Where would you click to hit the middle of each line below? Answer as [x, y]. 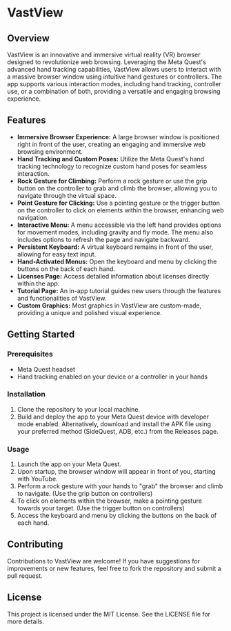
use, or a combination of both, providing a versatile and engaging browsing [114, 91]
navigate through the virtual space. [67, 195]
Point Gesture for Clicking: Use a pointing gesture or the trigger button [119, 203]
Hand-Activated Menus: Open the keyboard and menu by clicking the [117, 261]
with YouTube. [37, 479]
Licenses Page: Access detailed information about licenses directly [113, 276]
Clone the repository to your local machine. [78, 409]
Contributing [35, 544]
